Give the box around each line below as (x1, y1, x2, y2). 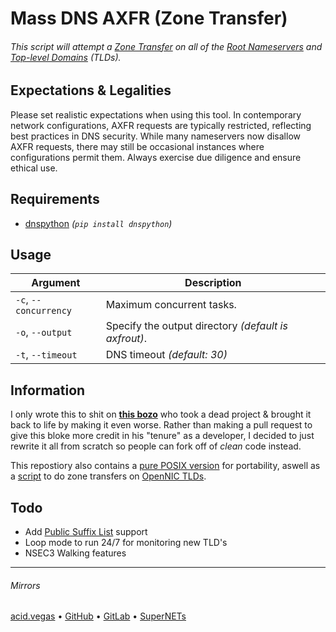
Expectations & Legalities (10, 82, 172, 99)
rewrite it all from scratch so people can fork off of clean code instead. (10, 440, 302, 452)
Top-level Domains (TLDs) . (10, 51, 122, 63)
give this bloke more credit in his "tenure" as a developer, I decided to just (10, 430, 315, 442)
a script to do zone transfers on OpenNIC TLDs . (10, 470, 207, 482)
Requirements (10, 191, 100, 208)
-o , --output (15, 325, 73, 339)
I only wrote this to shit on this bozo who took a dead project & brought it (10, 408, 312, 421)
